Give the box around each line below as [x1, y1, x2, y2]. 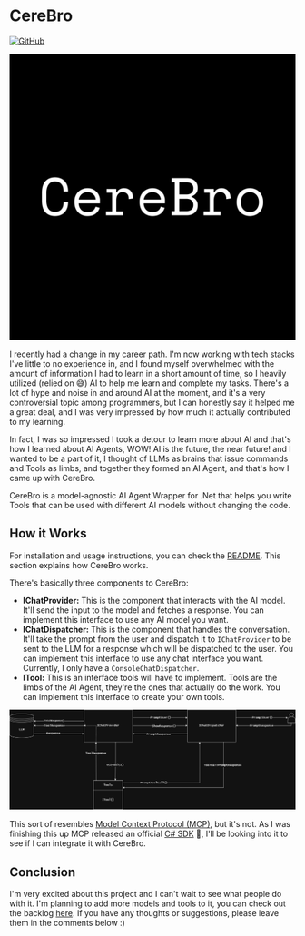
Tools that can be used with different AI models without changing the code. [9, 499, 290, 510]
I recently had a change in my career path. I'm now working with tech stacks [9, 349, 295, 360]
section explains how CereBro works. [9, 559, 149, 570]
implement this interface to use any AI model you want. [22, 614, 229, 625]
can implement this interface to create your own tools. [22, 691, 225, 702]
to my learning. [9, 416, 66, 427]
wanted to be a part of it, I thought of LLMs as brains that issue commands [9, 453, 289, 464]
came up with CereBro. [9, 472, 96, 483]
